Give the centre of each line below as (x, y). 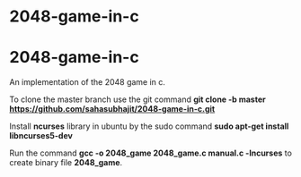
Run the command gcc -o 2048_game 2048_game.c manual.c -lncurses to (150, 153)
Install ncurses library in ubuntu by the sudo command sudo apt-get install (149, 126)
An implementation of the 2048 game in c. (88, 82)
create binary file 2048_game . (66, 163)
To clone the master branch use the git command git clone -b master (138, 99)
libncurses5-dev (41, 136)
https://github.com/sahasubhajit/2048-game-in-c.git (112, 109)
